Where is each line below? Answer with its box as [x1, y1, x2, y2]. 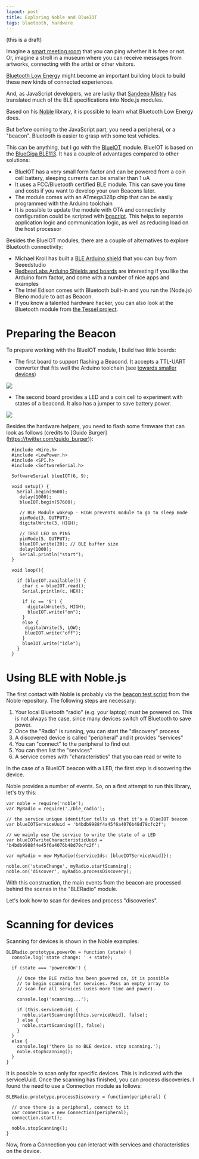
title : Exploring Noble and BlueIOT [6, 14, 97, 20]
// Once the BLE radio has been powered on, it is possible [17, 975, 169, 981]
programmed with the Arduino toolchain [14, 200, 113, 207]
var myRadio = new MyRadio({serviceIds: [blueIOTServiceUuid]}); [6, 853, 172, 859]
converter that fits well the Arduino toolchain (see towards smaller [14, 364, 177, 371]
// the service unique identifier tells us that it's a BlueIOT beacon [6, 816, 188, 822]
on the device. [6, 1148, 42, 1155]
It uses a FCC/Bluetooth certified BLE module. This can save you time [14, 181, 186, 188]
